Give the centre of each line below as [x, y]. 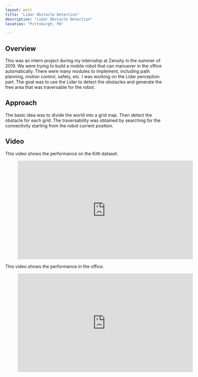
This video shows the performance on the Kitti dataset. [62, 153]
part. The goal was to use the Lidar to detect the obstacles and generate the [84, 82]
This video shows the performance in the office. [54, 266]
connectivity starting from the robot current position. [59, 125]
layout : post [19, 10]
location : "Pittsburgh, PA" [34, 24]
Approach [21, 103]
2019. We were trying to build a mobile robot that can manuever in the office [83, 66]
